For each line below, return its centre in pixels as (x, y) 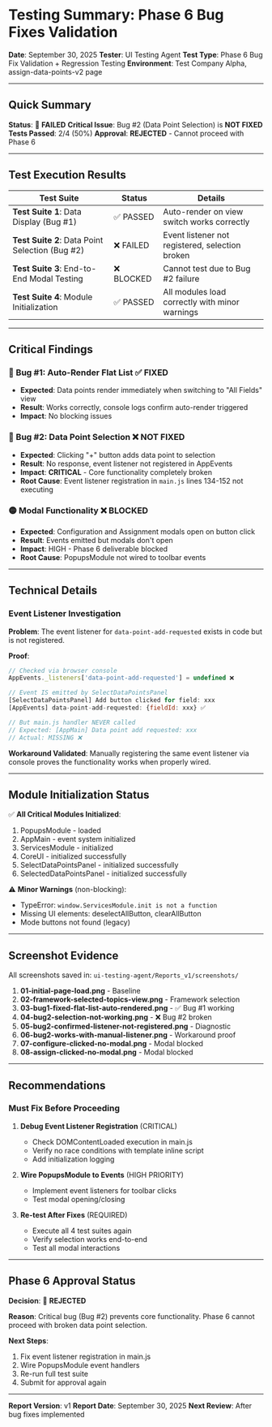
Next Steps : (28, 1340)
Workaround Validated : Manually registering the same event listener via (129, 753)
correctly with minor (202, 302)
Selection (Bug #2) (49, 250)
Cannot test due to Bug (207, 268)
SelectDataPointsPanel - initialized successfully (99, 865)
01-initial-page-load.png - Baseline (80, 991)
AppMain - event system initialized (78, 839)
